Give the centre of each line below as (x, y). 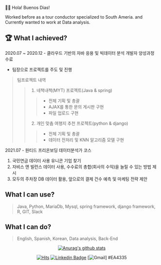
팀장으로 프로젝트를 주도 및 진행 (42, 69)
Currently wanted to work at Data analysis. (48, 22)
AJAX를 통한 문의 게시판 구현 (76, 107)
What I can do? (28, 227)
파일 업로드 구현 (63, 113)
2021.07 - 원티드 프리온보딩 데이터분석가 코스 (48, 150)
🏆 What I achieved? (36, 38)
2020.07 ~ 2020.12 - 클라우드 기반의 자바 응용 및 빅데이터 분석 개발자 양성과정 (80, 53)
